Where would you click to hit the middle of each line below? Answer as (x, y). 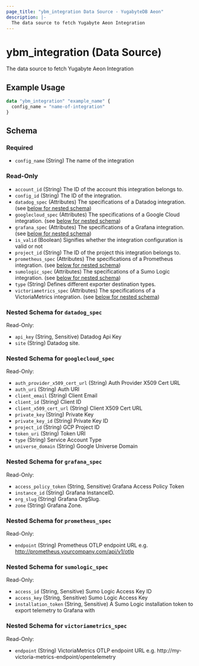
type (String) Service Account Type (58, 440)
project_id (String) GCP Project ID (57, 427)
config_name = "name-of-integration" (58, 107)
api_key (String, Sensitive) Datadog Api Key (68, 337)
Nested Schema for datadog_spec (54, 312)
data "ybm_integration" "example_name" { (58, 101)
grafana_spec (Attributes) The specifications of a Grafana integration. (99, 227)
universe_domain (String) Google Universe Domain (76, 446)
